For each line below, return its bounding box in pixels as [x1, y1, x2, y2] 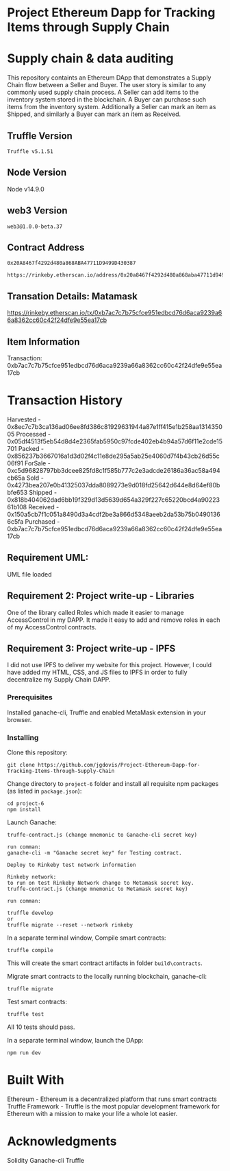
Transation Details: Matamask [7, 290, 138, 302]
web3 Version [7, 205, 68, 217]
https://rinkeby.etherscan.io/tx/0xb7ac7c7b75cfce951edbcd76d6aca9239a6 [7, 309, 222, 317]
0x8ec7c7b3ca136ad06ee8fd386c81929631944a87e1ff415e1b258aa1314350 [7, 422, 222, 430]
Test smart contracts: [7, 997, 67, 1006]
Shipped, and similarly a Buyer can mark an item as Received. [7, 110, 181, 118]
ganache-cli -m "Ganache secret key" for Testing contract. [7, 849, 183, 856]
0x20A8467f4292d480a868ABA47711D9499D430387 [7, 259, 136, 267]
